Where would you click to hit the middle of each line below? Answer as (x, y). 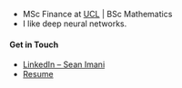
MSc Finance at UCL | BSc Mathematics (97, 14)
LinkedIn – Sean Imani (64, 64)
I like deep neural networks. (75, 24)
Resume (38, 74)
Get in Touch (34, 44)
